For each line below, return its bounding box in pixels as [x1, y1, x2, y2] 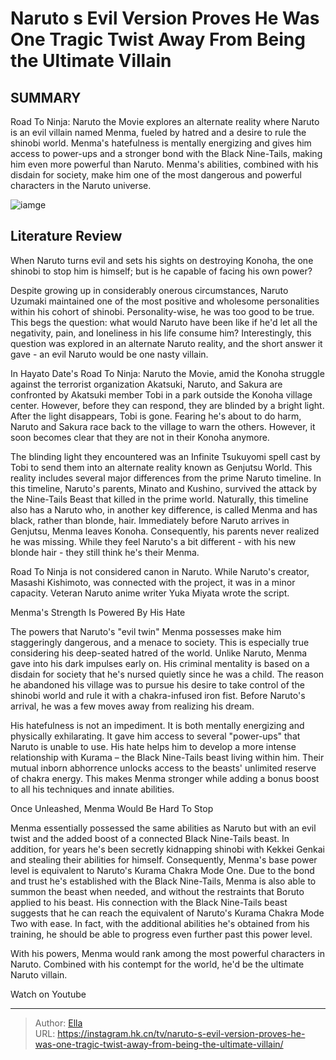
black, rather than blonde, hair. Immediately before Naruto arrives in [10, 514, 290, 526]
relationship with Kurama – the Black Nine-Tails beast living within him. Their [10, 751, 325, 763]
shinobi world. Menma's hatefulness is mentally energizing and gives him [10, 137, 312, 149]
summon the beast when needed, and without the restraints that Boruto [10, 885, 305, 897]
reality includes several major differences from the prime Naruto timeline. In [10, 472, 322, 484]
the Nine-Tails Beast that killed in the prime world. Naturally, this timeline [10, 493, 309, 505]
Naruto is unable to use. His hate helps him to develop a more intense [10, 740, 297, 752]
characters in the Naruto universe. [10, 180, 152, 191]
